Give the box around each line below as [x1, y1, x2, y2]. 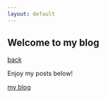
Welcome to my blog [7, 37, 100, 49]
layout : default [7, 10, 55, 18]
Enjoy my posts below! [7, 69, 73, 78]
